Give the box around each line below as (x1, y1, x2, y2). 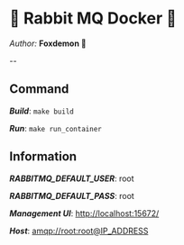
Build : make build (9, 105, 74, 116)
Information (9, 149, 78, 165)
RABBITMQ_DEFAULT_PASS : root (9, 190, 135, 201)
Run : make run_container (9, 122, 102, 133)
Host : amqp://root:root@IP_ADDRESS (9, 225, 149, 236)
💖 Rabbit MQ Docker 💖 (9, 8, 178, 29)
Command (9, 81, 69, 97)
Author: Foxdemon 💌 (9, 38, 87, 49)
